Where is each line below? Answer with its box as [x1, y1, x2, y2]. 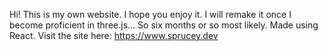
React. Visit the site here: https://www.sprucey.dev [9, 30, 219, 41]
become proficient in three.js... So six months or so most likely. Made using [9, 19, 319, 31]
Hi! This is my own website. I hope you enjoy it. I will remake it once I [9, 9, 292, 20]
